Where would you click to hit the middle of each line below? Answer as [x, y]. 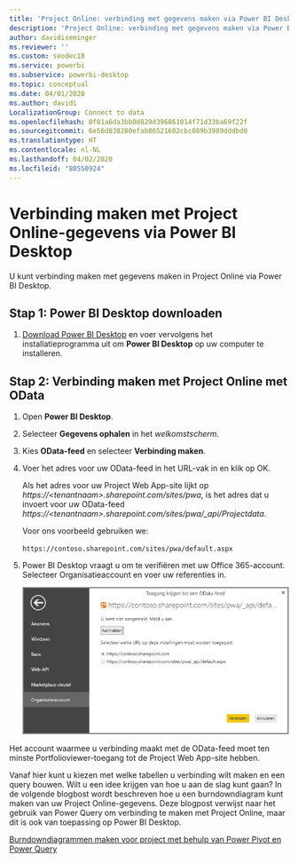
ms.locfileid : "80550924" [57, 169]
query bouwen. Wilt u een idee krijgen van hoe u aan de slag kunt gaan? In [145, 784]
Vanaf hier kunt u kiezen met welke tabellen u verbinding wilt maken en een [147, 775]
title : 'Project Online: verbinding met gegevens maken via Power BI [141, 19]
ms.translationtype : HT [53, 141]
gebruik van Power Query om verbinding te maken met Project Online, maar [147, 812]
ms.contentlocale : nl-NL [55, 150]
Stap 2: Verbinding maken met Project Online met [149, 381]
